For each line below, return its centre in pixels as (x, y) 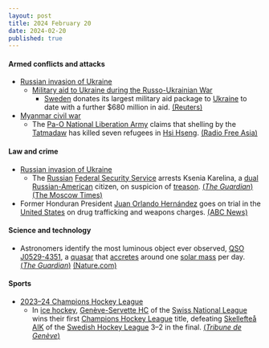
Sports (20, 284)
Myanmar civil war (51, 116)
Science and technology (50, 231)
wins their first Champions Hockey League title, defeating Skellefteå (144, 319)
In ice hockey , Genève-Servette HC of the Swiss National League (139, 310)
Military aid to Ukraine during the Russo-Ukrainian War (122, 90)
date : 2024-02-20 (37, 31)
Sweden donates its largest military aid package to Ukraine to (145, 99)
